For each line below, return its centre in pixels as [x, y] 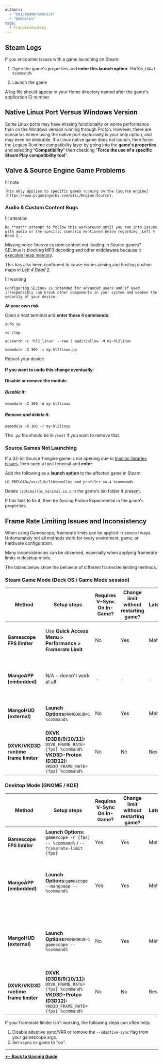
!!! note [12, 182]
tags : [10, 23]
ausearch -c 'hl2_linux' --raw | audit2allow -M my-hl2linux [68, 341]
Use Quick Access [67, 631]
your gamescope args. [34, 1037]
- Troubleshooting [28, 28]
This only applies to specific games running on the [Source [68, 191]
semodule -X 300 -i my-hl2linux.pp [41, 350]
